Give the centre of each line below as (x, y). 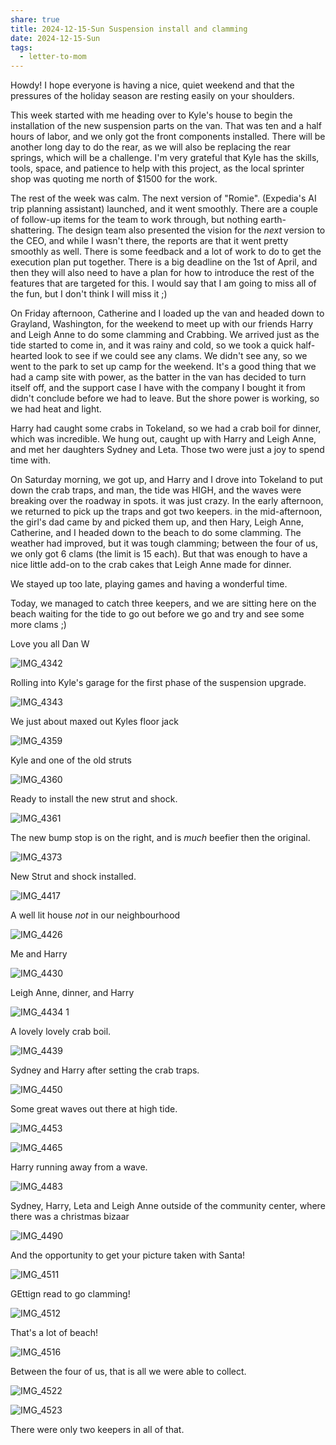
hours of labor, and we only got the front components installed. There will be (168, 137)
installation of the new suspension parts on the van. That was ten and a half (166, 126)
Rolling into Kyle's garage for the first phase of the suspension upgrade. (158, 683)
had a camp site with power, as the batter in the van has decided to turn (158, 377)
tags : (21, 47)
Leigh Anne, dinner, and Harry (72, 993)
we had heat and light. (56, 409)
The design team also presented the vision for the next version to (191, 230)
